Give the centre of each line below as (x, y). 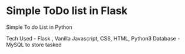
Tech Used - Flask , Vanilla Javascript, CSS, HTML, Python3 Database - (93, 38)
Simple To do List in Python (39, 27)
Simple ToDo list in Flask (67, 11)
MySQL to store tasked (34, 45)
